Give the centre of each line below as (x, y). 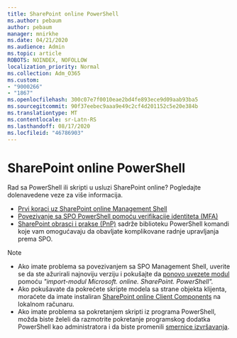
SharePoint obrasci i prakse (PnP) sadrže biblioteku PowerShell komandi (123, 224)
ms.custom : (23, 80)
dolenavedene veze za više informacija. (65, 195)
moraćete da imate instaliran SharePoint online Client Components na (119, 297)
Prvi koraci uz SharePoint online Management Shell (92, 209)
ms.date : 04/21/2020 (38, 40)
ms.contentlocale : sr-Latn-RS (52, 119)
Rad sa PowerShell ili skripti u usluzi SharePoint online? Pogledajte (104, 187)
